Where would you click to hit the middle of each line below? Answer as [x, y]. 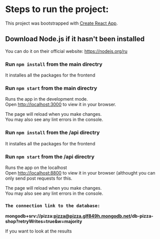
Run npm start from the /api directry [50, 156]
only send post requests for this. [39, 178]
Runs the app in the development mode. [47, 99]
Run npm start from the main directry [51, 88]
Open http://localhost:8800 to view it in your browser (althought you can [80, 173]
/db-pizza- [142, 216]
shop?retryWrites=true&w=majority [44, 221]
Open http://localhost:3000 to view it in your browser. [61, 105]
